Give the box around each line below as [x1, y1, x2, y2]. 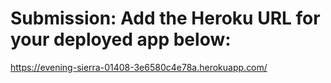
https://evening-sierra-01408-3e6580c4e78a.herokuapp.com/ [10, 61, 268, 73]
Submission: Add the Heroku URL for [10, 7, 321, 30]
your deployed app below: [10, 28, 232, 51]
